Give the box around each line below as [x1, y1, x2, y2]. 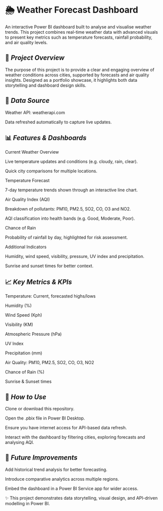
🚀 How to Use [5, 393, 46, 401]
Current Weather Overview [5, 149, 60, 155]
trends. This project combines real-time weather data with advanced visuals [5, 29, 158, 35]
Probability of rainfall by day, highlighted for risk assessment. [5, 234, 128, 240]
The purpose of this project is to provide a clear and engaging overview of [5, 67, 155, 72]
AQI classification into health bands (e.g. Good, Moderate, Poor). [5, 215, 135, 221]
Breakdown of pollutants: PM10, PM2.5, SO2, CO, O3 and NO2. [5, 206, 131, 212]
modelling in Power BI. [5, 500, 50, 506]
